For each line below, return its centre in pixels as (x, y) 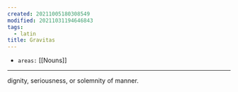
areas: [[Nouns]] (42, 60)
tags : (15, 27)
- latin (25, 34)
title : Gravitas (31, 40)
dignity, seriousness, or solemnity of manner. (73, 81)
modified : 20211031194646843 (50, 21)
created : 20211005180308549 (49, 14)
